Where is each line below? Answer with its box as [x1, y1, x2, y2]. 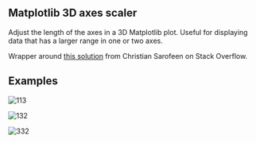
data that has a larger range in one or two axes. [8, 36, 163, 45]
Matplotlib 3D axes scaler [8, 6, 138, 20]
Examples [8, 75, 58, 88]
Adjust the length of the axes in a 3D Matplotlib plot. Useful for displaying [8, 27, 248, 37]
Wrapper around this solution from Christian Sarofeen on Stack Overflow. [8, 51, 248, 60]
